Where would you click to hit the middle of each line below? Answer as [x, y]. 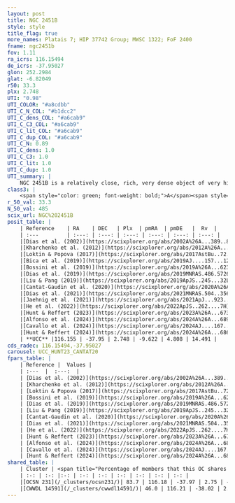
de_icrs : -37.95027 [36, 66]
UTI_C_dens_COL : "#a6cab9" [47, 118]
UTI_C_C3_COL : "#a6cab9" [43, 124]
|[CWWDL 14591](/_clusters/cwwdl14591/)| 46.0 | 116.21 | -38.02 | [120, 488]
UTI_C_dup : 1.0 [29, 170]
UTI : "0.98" [24, 99]
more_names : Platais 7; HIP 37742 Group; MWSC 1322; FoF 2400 [100, 40]
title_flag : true [33, 33]
